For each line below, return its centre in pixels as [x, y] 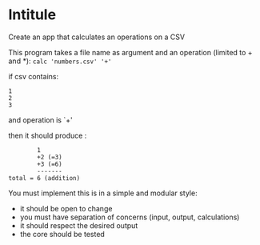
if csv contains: [33, 76]
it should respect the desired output [79, 225]
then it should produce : [48, 135]
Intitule [32, 15]
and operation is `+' [41, 120]
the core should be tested [62, 234]
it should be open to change [66, 208]
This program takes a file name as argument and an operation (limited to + [131, 52]
